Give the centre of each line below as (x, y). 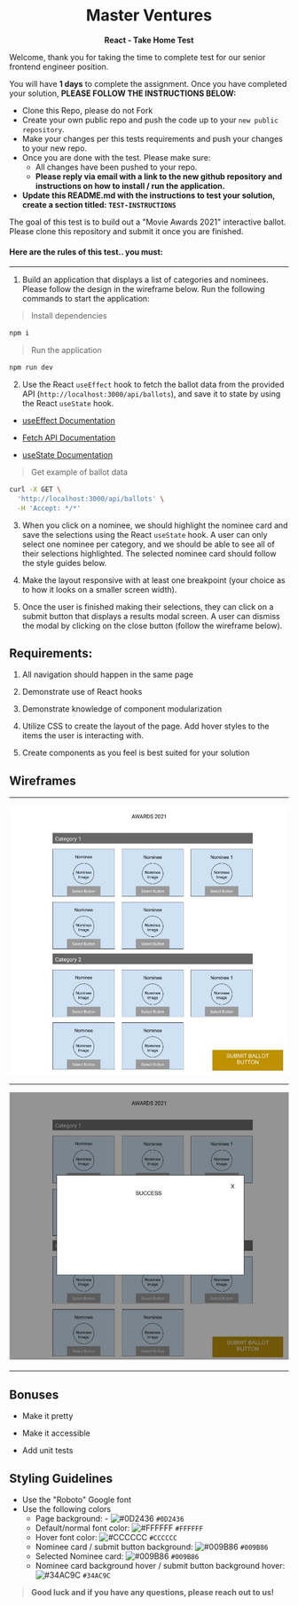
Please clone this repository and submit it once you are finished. (126, 231)
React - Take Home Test (149, 40)
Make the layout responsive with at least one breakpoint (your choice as (153, 580)
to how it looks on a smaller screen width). (99, 589)
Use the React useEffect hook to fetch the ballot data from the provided (153, 384)
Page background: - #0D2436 (110, 1519)
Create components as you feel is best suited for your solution (136, 753)
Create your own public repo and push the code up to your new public (150, 120)
